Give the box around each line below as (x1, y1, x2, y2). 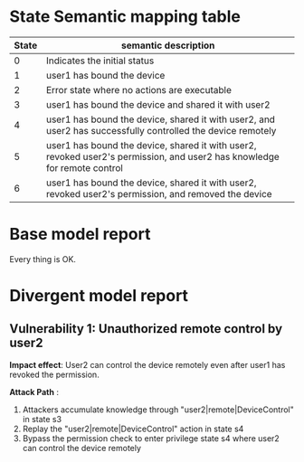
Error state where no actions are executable (45, 83, 233, 96)
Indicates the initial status (45, 54, 155, 67)
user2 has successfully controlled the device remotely (45, 124, 277, 137)
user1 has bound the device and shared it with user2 (45, 98, 271, 110)
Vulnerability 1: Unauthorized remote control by (9, 321, 283, 336)
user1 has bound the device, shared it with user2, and (45, 113, 276, 126)
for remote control (45, 161, 124, 174)
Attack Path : (9, 386, 59, 397)
